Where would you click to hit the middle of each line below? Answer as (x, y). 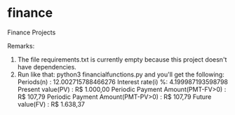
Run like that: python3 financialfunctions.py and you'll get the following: (121, 74)
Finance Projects (32, 32)
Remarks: (21, 46)
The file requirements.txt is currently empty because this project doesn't (122, 59)
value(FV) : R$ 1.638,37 (51, 104)
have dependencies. (47, 67)
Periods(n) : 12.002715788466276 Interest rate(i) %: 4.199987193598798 (122, 81)
